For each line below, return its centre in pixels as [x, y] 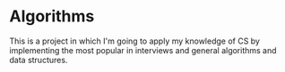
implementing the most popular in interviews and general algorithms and [143, 50]
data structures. [39, 60]
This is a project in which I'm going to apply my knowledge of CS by [134, 41]
